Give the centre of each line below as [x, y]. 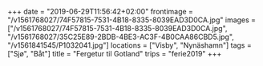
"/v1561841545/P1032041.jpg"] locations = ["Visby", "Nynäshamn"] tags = [129, 45]
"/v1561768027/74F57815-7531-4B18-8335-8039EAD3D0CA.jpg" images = [132, 20]
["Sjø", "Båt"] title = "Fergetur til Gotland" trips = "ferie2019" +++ [115, 54]
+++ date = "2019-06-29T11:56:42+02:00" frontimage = [101, 12]
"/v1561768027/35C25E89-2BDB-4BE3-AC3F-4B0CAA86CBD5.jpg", [121, 37]
